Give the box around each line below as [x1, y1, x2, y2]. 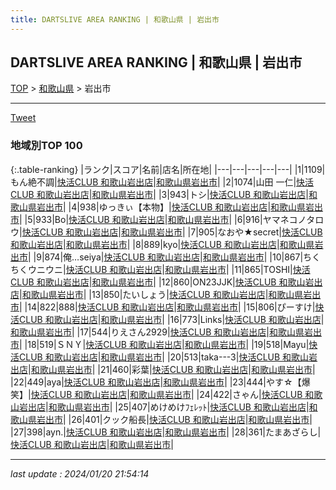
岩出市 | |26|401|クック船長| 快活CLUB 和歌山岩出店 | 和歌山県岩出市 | [36, 413, 313, 425]
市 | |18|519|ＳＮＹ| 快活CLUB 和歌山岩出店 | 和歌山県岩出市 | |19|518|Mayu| [10, 338, 310, 350]
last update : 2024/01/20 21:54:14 [10, 467, 150, 480]
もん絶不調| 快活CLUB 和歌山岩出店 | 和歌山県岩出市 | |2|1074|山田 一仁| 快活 [10, 176, 315, 188]
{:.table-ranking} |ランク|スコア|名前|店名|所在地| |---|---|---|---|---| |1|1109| [10, 163, 326, 175]
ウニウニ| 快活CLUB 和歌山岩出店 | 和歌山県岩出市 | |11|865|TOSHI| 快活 [27, 263, 311, 275]
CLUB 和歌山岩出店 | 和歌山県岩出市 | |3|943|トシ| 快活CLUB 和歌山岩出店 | [10, 188, 309, 200]
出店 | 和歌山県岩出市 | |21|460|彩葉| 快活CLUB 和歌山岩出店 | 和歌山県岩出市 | [10, 363, 316, 375]
